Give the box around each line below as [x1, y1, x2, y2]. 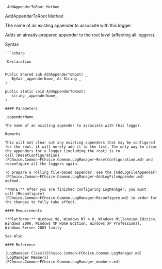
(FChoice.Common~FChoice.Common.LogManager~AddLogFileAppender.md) [5, 174, 145, 179]
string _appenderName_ [11, 93, 57, 98]
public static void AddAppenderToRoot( [5, 89, 86, 94]
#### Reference [5, 242, 36, 247]
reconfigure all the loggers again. [5, 161, 79, 166]
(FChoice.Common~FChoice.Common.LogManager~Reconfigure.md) [5, 196, 130, 200]
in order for [130, 196, 158, 200]
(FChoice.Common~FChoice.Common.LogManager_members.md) [5, 259, 120, 264]
